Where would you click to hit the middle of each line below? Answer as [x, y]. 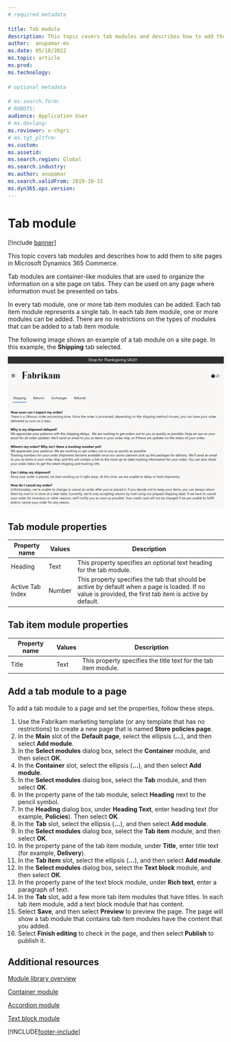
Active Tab [26, 587]
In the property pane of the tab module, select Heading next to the [112, 795]
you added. [34, 926]
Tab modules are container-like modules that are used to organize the [106, 276]
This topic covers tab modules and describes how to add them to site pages [115, 256]
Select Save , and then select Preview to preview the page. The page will [120, 911]
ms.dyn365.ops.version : [42, 188]
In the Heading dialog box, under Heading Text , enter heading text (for [118, 809]
